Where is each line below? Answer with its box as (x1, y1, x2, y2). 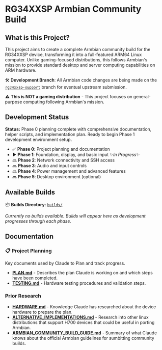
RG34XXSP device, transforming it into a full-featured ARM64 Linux (5, 52, 142, 57)
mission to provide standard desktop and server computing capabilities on (5, 62, 156, 68)
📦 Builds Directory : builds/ (5, 201, 63, 207)
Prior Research (5, 293, 42, 299)
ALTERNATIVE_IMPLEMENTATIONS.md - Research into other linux (12, 314, 149, 320)
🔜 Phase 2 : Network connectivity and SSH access (12, 157, 115, 163)
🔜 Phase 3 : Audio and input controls (12, 162, 87, 168)
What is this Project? (5, 33, 70, 42)
